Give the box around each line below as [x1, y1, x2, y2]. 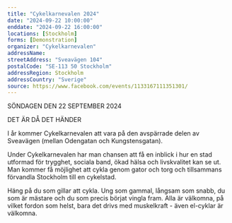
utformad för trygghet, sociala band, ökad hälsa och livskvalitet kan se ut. [7, 158, 221, 167]
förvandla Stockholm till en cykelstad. [7, 173, 117, 181]
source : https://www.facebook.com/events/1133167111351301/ [7, 83, 189, 90]
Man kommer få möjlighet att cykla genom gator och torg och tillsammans [7, 165, 222, 174]
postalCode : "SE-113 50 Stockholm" [7, 63, 112, 70]
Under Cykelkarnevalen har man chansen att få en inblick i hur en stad [7, 150, 212, 159]
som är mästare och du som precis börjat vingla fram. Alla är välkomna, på [7, 194, 224, 203]
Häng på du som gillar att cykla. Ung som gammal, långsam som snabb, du [7, 186, 226, 195]
